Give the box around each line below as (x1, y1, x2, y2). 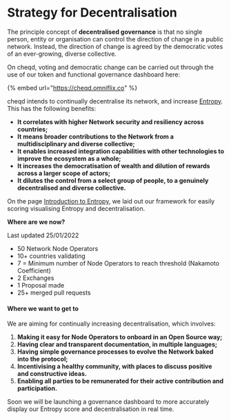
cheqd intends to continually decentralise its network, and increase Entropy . (7, 97, 223, 105)
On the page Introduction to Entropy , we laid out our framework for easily (7, 197, 215, 205)
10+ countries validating (17, 252, 86, 260)
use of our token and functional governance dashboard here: (7, 70, 181, 79)
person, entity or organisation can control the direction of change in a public (7, 34, 224, 43)
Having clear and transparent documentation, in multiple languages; (17, 340, 218, 349)
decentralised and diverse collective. (17, 183, 126, 192)
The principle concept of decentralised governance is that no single (7, 28, 203, 36)
